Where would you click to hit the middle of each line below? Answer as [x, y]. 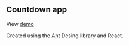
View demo [20, 24]
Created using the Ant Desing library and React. [65, 36]
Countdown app [37, 10]
